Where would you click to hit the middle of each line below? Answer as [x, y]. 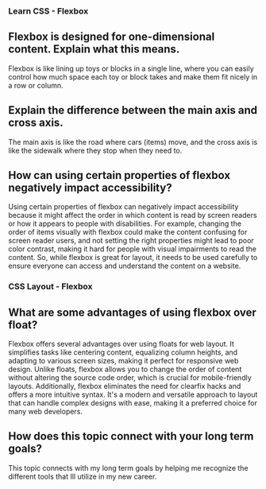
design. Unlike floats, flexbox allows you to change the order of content [125, 369]
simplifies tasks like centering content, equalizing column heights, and [123, 352]
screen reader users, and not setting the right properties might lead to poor [131, 241]
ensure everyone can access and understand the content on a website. [125, 266]
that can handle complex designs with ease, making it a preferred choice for [133, 403]
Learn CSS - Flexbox [48, 11]
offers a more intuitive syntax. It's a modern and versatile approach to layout [133, 394]
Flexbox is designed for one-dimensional [112, 37]
